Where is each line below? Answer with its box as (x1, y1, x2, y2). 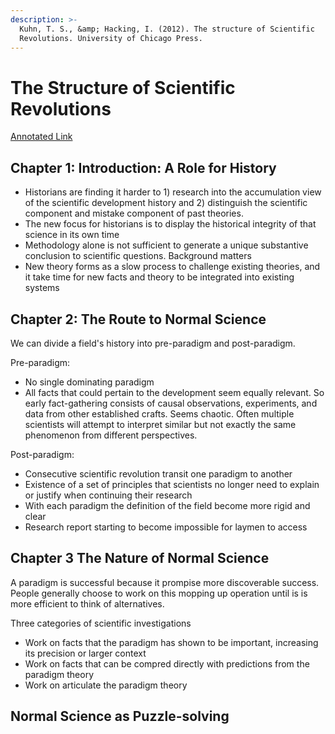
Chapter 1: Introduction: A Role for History (10, 159, 277, 176)
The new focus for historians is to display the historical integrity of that (24, 218, 317, 230)
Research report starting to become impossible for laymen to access (24, 521, 308, 533)
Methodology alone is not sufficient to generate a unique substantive (24, 239, 309, 251)
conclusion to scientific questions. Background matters (24, 250, 252, 262)
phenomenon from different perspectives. (24, 429, 198, 441)
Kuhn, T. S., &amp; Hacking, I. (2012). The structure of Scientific (19, 24, 315, 34)
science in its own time (24, 229, 120, 241)
